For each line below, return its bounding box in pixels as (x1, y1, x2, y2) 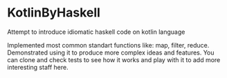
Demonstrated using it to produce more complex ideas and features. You (7, 48, 215, 57)
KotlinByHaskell (7, 5, 100, 21)
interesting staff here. (7, 63, 69, 71)
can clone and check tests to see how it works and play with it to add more (7, 55, 221, 64)
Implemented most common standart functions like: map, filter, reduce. (7, 41, 210, 49)
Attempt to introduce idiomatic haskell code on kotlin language (7, 28, 185, 36)
